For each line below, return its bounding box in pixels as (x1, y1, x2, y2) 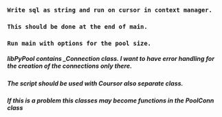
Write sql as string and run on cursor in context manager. (7, 6, 213, 14)
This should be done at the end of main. (7, 23, 148, 30)
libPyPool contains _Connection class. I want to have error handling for (7, 55, 215, 63)
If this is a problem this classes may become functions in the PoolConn (7, 96, 214, 105)
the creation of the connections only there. (7, 62, 133, 70)
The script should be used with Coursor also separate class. (7, 79, 184, 88)
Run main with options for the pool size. (7, 39, 151, 47)
